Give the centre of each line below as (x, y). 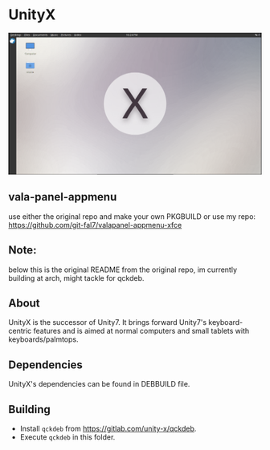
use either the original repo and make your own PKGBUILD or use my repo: (132, 216)
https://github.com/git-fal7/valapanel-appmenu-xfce (95, 225)
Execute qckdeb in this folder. (67, 437)
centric (20, 331)
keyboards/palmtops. (43, 339)
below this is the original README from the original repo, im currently (123, 270)
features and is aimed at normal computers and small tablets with (141, 331)
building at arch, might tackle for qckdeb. (76, 278)
